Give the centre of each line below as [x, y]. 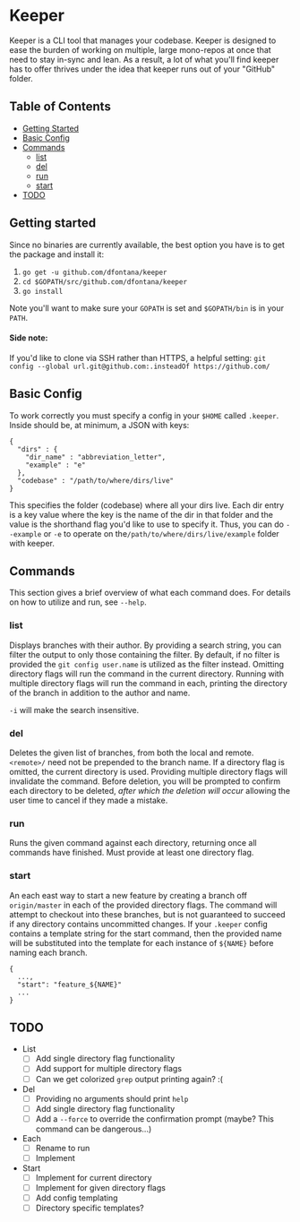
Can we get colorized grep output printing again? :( [129, 1079]
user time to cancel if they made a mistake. [89, 800]
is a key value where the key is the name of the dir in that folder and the [141, 514]
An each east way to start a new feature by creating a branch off [129, 895]
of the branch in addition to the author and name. [100, 693]
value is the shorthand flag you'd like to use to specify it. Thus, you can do [147, 524]
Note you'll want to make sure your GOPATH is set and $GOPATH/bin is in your [147, 308]
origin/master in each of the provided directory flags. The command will [143, 905]
